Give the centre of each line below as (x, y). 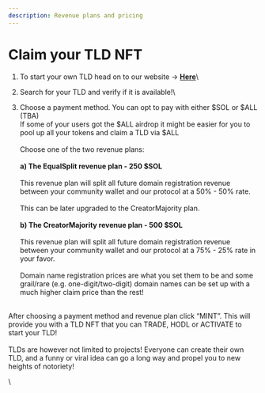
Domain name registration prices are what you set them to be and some (136, 275)
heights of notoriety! (42, 366)
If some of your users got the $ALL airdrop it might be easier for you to (135, 124)
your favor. (37, 259)
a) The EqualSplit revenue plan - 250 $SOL (91, 166)
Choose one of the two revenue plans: (82, 149)
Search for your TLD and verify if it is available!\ (97, 92)
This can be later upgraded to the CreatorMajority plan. (110, 208)
